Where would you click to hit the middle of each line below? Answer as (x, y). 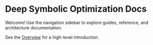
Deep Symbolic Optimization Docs (76, 9)
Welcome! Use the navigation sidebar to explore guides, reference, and (77, 22)
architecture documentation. (34, 27)
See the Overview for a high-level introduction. (52, 37)
